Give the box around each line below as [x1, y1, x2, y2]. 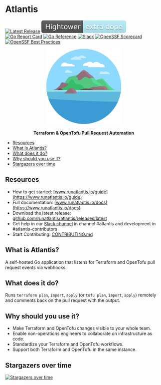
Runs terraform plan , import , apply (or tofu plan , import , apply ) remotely [5, 292, 157, 298]
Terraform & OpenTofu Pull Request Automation [33, 130, 135, 136]
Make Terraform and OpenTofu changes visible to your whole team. [12, 325, 151, 331]
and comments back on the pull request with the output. [5, 297, 121, 303]
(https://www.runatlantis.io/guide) [12, 194, 82, 200]
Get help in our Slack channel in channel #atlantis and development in [12, 220, 156, 226]
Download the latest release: [12, 210, 71, 216]
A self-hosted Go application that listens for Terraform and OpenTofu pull [5, 259, 156, 265]
